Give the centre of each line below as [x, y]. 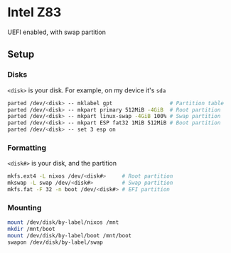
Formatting [27, 148]
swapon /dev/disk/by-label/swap [55, 242]
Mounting [25, 208]
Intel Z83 [34, 12]
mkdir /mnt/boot [31, 229]
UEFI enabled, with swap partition [57, 32]
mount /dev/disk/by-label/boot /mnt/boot [70, 235]
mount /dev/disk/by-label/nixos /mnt [63, 222]
